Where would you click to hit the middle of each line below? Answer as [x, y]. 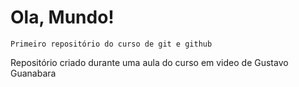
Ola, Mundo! [62, 17]
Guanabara [33, 73]
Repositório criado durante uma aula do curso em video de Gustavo [149, 62]
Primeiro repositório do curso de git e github [111, 44]
